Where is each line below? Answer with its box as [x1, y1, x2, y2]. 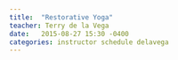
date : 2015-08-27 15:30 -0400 [9, 29, 129, 38]
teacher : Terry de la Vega [9, 21, 109, 30]
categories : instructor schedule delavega [9, 37, 169, 47]
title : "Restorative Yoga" [9, 12, 114, 22]
